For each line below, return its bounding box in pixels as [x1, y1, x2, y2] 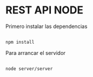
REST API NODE [5, 3, 84, 17]
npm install [5, 39, 35, 45]
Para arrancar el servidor [5, 49, 66, 56]
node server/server [5, 65, 53, 72]
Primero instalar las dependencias [5, 23, 88, 30]
